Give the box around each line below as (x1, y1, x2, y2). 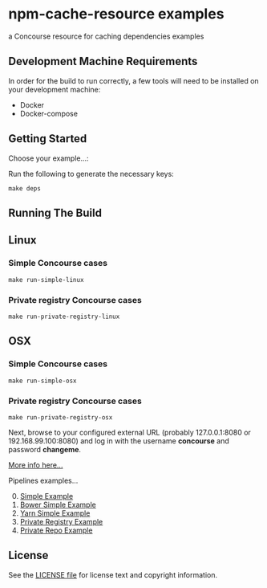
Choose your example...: (8, 153, 90, 163)
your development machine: (8, 84, 101, 94)
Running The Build (8, 206, 103, 219)
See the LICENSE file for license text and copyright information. (8, 570, 218, 579)
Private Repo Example (19, 525, 93, 535)
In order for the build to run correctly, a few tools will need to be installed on (8, 76, 259, 85)
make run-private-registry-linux (8, 312, 120, 321)
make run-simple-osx (8, 377, 78, 385)
